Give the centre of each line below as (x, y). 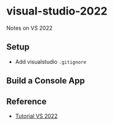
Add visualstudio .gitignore (51, 61)
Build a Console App (46, 81)
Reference (27, 101)
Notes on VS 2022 (30, 28)
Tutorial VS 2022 (36, 116)
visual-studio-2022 (57, 11)
